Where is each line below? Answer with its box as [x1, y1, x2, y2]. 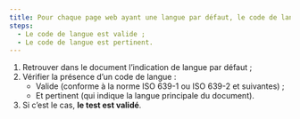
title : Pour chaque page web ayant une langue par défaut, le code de [9, 12, 278, 22]
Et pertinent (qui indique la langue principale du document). [35, 91, 254, 101]
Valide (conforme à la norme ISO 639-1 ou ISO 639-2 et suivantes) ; [35, 81, 285, 91]
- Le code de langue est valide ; [17, 29, 146, 38]
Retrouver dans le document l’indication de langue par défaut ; [21, 62, 253, 73]
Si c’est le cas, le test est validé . [21, 99, 142, 111]
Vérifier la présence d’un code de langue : [21, 72, 177, 83]
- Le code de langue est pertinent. [17, 37, 154, 47]
